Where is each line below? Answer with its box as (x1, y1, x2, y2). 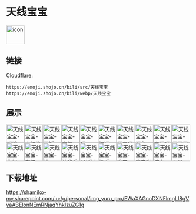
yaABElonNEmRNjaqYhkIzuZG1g (6, 201, 84, 209)
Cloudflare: (6, 72, 34, 79)
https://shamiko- (6, 189, 46, 196)
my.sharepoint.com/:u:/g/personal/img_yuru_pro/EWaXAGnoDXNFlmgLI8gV (6, 195, 190, 202)
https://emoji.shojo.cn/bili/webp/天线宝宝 (6, 91, 111, 96)
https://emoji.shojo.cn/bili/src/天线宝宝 (6, 84, 108, 90)
